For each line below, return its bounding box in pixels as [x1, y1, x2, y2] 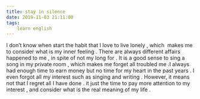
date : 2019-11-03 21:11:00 [6, 14, 74, 20]
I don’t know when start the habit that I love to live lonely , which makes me [6, 42, 193, 49]
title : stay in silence [6, 8, 66, 15]
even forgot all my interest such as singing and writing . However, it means [6, 73, 190, 81]
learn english [17, 25, 52, 32]
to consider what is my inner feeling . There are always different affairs [6, 48, 181, 55]
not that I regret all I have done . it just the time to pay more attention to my [6, 80, 190, 87]
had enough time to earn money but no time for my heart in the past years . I [6, 67, 195, 75]
